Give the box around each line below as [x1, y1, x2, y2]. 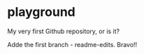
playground [7, 4, 75, 20]
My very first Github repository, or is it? [7, 27, 120, 35]
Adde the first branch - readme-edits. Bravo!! [7, 40, 138, 48]
